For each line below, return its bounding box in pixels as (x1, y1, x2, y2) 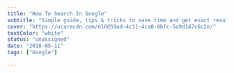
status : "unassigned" (7, 36, 70, 43)
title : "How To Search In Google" (7, 10, 108, 17)
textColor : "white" (7, 29, 64, 37)
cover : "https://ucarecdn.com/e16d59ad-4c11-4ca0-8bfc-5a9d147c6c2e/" (7, 23, 217, 30)
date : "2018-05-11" (7, 42, 64, 49)
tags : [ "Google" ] (7, 49, 58, 56)
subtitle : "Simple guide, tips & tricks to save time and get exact (7, 17, 210, 24)
